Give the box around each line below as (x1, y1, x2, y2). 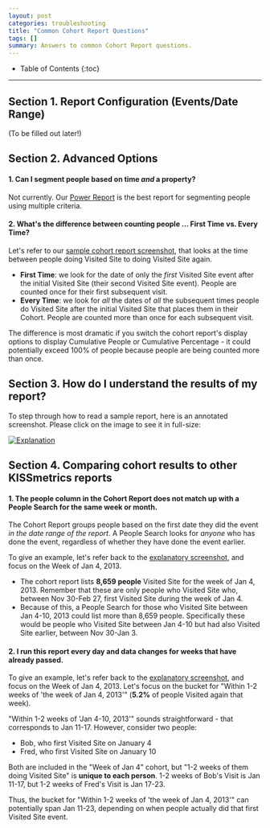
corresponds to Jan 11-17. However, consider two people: (8, 723, 197, 732)
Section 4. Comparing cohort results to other (8, 458, 238, 472)
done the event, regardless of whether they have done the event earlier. (8, 537, 246, 547)
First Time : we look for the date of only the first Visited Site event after (19, 270, 255, 279)
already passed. (8, 655, 64, 665)
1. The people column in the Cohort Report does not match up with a (8, 493, 239, 503)
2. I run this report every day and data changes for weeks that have (8, 646, 237, 656)
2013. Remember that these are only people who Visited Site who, (19, 585, 239, 595)
